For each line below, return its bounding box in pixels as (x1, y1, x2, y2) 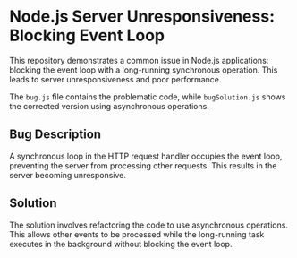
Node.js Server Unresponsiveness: (9, 6, 276, 27)
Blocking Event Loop (9, 25, 165, 46)
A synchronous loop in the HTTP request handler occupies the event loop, (9, 150, 283, 161)
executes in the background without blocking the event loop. (9, 238, 233, 249)
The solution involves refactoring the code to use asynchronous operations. (9, 219, 289, 230)
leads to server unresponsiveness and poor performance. (9, 73, 222, 84)
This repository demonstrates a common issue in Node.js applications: (9, 55, 269, 65)
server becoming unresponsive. (9, 169, 127, 180)
